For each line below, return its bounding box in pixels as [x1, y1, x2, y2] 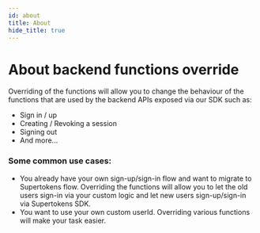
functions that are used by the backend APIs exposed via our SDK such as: [8, 95, 252, 105]
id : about [8, 11, 41, 20]
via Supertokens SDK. [19, 199, 91, 208]
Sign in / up [19, 110, 58, 120]
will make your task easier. [19, 216, 107, 225]
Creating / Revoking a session [19, 119, 117, 128]
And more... [19, 136, 58, 145]
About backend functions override [8, 60, 239, 78]
